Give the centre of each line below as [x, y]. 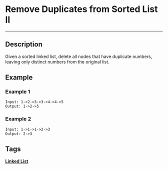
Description [24, 44]
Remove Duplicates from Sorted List [81, 9]
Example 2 [18, 119]
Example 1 [18, 92]
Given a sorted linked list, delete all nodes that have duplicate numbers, [79, 56]
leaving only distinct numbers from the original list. [57, 61]
